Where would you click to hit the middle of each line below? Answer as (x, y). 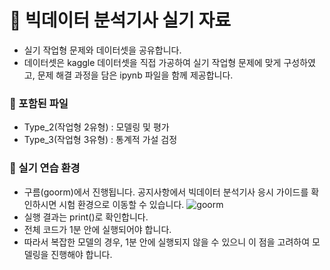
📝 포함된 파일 (39, 103)
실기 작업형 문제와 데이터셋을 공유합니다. (102, 50)
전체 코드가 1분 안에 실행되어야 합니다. (97, 229)
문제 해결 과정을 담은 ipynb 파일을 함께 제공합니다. (135, 75)
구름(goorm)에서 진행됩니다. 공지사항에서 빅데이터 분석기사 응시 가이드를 (166, 192)
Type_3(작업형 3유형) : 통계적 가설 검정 (100, 140)
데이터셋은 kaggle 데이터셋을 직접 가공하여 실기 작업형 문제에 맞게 (152, 62)
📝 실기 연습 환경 (45, 168)
